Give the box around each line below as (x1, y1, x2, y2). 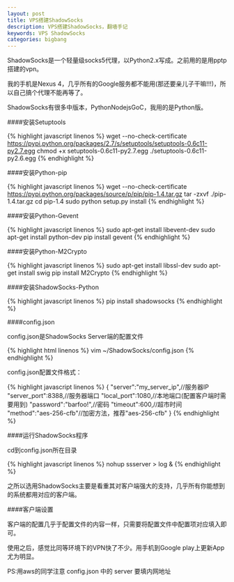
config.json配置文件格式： (7, 368, 82, 376)
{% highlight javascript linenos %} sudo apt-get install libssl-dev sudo (7, 261, 208, 270)
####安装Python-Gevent (7, 212, 79, 220)
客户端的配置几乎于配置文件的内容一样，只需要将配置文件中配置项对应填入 (7, 520, 221, 528)
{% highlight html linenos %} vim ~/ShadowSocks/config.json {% (7, 346, 195, 355)
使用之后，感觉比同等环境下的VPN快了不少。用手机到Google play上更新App (7, 544, 225, 552)
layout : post (7, 10, 45, 17)
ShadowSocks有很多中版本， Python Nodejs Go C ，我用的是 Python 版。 (7, 103, 208, 112)
